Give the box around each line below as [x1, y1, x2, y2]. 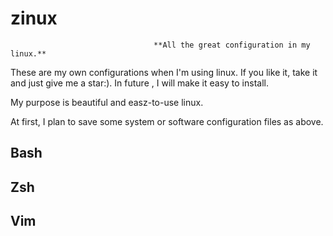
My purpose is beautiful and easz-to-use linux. [10, 96, 204, 108]
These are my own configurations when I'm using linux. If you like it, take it [10, 66, 318, 78]
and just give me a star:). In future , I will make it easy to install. [10, 77, 269, 89]
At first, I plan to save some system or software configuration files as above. [10, 115, 324, 127]
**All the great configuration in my [153, 40, 311, 50]
